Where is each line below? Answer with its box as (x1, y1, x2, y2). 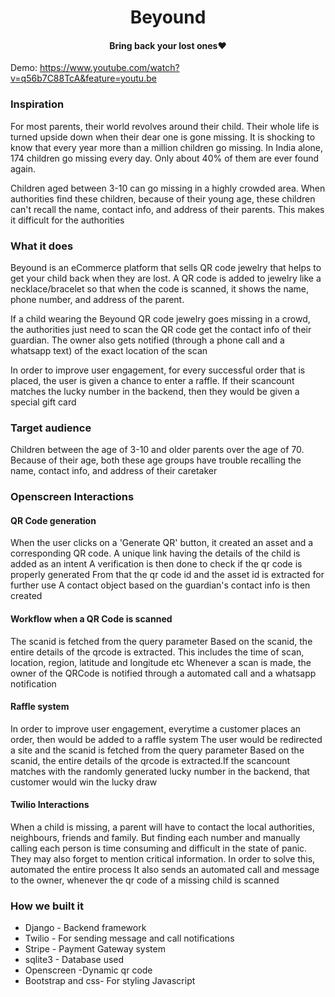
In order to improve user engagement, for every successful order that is (10, 364, 306, 376)
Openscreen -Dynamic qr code (24, 964, 153, 976)
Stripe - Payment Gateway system (24, 943, 166, 955)
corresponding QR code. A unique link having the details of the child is (10, 547, 301, 560)
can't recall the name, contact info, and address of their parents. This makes (10, 203, 325, 215)
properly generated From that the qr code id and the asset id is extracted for (10, 569, 325, 581)
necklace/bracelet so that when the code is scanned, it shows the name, (10, 282, 309, 295)
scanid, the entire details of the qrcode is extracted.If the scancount (10, 754, 291, 766)
